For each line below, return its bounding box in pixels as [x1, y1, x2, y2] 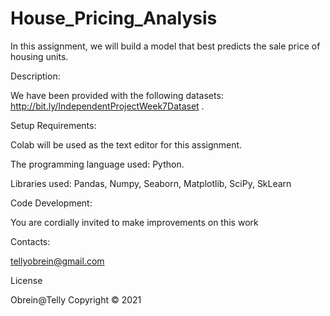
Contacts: [10, 235, 51, 247]
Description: [10, 70, 61, 82]
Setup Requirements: [10, 119, 97, 131]
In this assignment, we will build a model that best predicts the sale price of [10, 40, 321, 52]
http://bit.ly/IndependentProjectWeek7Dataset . [10, 100, 205, 112]
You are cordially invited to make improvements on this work [10, 216, 259, 228]
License [10, 274, 43, 286]
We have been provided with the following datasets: [10, 89, 224, 101]
